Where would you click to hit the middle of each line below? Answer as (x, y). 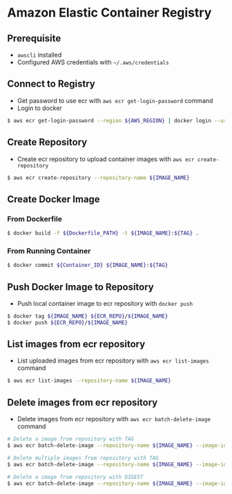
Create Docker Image (54, 199)
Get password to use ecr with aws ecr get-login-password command (115, 100)
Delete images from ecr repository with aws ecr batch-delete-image (114, 419)
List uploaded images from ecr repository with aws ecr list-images (113, 360)
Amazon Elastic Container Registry (109, 13)
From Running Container (49, 250)
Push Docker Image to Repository (80, 287)
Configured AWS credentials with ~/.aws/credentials (93, 62)
